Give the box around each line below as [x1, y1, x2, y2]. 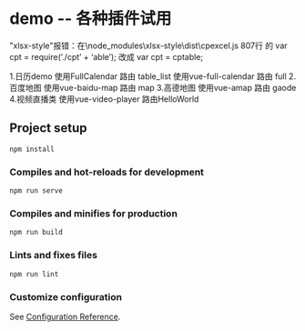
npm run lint [9, 269, 59, 278]
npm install [9, 145, 55, 154]
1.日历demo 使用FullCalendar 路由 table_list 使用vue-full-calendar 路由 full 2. [9, 70, 297, 82]
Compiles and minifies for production [9, 206, 178, 219]
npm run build [9, 228, 64, 237]
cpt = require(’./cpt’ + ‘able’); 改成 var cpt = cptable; [9, 51, 204, 62]
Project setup [9, 120, 88, 136]
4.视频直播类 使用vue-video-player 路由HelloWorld [9, 93, 199, 105]
